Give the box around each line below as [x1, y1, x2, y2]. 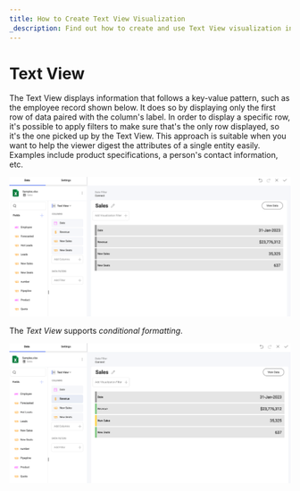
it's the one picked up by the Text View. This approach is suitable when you [9, 130, 287, 142]
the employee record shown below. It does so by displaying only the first [9, 103, 277, 113]
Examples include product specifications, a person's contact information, [9, 150, 279, 161]
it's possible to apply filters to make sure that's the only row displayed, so [9, 121, 279, 132]
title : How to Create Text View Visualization [9, 14, 186, 23]
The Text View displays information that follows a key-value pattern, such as [9, 93, 290, 104]
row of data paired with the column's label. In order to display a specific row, [9, 112, 291, 122]
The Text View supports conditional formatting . [9, 326, 183, 337]
